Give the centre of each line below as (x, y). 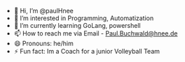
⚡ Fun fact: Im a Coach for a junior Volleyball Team (87, 51)
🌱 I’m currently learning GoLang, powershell (77, 25)
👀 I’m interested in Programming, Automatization (84, 18)
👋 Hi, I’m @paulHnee (43, 11)
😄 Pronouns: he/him (43, 43)
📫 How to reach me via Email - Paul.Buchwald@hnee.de (96, 33)
